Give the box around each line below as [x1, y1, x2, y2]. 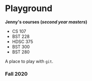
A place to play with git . [5, 58, 53, 64]
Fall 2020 [5, 70, 28, 77]
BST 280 [12, 49, 30, 55]
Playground [5, 3, 52, 14]
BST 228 [12, 33, 30, 39]
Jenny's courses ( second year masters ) [5, 19, 88, 25]
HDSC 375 [12, 38, 33, 44]
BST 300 [12, 44, 30, 49]
